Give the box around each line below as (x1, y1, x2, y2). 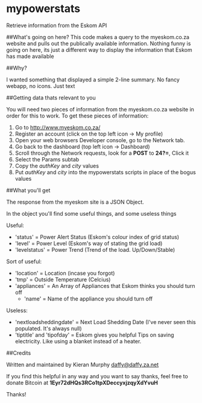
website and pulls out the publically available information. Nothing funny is (6, 40, 191, 47)
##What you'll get (6, 186, 51, 194)
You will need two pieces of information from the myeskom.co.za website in (6, 105, 195, 113)
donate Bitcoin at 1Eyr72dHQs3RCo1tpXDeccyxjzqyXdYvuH (6, 379, 159, 386)
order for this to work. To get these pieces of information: (6, 112, 149, 119)
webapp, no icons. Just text (6, 82, 75, 89)
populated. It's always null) (14, 325, 83, 332)
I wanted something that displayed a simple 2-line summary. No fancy (6, 76, 180, 83)
